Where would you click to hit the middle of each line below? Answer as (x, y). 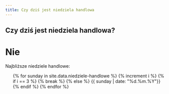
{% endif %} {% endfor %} (41, 86)
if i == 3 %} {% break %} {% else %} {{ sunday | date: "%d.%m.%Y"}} (87, 81)
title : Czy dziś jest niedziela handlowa (50, 10)
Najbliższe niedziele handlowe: (38, 66)
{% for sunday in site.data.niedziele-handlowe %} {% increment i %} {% (88, 76)
